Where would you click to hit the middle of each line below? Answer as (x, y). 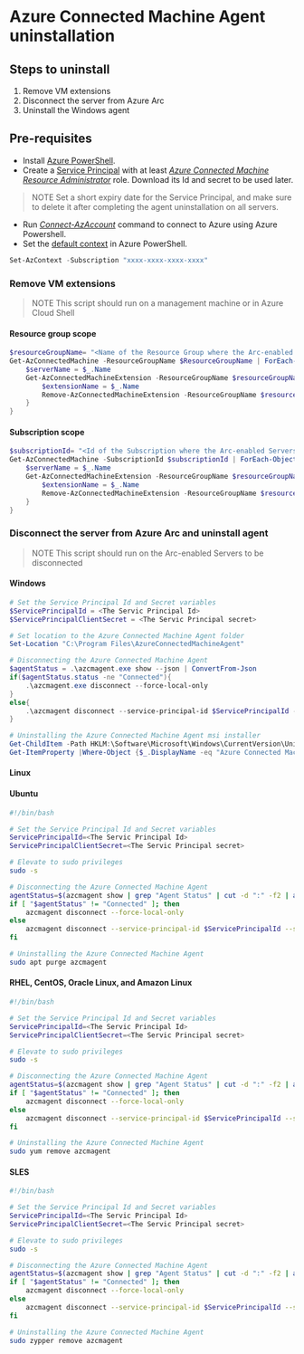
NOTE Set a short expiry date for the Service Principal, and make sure (161, 197)
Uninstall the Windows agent (76, 110)
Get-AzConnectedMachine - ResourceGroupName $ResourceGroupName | (135, 361)
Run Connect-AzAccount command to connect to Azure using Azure (150, 224)
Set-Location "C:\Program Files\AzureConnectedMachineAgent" (127, 644)
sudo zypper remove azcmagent (66, 1340)
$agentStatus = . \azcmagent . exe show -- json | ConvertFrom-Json (133, 669)
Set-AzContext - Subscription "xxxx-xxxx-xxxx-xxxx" (109, 260)
